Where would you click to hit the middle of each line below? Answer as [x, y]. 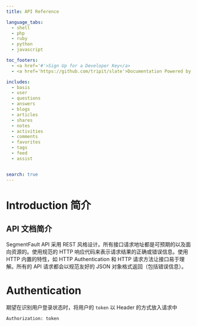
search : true [22, 174]
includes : [18, 82]
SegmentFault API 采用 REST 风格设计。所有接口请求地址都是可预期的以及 [96, 244]
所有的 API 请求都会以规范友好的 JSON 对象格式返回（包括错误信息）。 [101, 266]
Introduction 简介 [49, 205]
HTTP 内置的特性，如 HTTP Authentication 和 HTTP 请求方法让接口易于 [93, 259]
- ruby [19, 39]
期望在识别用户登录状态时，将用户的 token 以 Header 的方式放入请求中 [92, 308]
